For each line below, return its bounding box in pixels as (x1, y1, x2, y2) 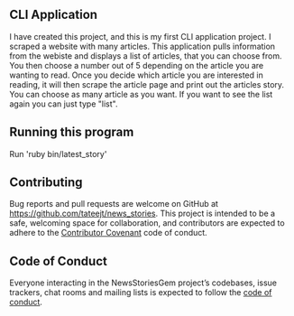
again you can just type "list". (9, 98, 118, 109)
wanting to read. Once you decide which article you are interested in (9, 70, 263, 80)
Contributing (9, 175, 83, 191)
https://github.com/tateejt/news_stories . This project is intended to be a (9, 208, 276, 219)
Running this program (9, 125, 134, 140)
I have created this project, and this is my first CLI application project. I (9, 31, 271, 42)
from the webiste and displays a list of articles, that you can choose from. (9, 50, 282, 61)
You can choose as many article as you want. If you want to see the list (9, 88, 273, 99)
